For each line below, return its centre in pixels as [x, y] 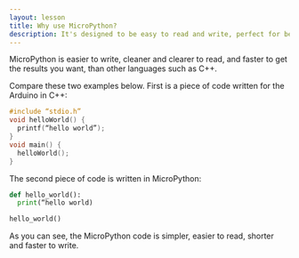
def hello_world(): [45, 195]
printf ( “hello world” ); [61, 129]
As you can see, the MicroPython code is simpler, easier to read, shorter [141, 236]
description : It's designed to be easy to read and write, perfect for [145, 34]
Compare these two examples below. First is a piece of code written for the [147, 86]
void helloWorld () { [48, 120]
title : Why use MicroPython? [63, 26]
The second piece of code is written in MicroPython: [105, 178]
